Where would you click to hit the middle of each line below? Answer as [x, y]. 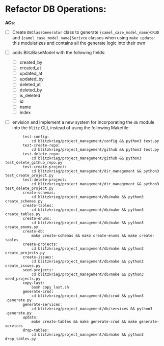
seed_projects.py [23, 279]
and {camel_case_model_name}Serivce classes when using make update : [83, 38]
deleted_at [30, 85]
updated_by [32, 79]
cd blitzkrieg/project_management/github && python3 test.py [95, 149]
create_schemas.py [24, 201]
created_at [30, 68]
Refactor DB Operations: [56, 9]
